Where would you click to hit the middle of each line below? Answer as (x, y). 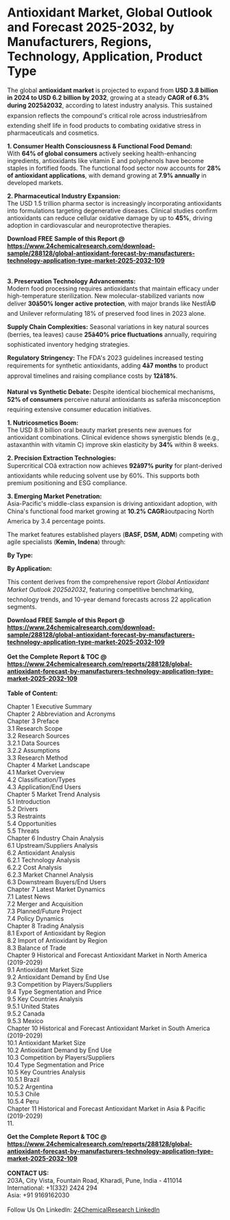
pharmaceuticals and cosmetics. (53, 133)
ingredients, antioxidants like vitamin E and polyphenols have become (106, 160)
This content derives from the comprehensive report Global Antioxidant (108, 581)
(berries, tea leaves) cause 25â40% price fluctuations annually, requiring (112, 334)
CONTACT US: (28, 1173)
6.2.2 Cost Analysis (35, 867)
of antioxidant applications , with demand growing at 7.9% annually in (107, 175)
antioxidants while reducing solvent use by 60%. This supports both (103, 475)
